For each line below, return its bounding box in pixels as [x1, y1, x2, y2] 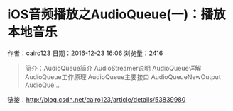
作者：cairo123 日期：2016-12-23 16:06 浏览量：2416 [7, 49, 163, 57]
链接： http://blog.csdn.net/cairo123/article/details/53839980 [7, 95, 186, 103]
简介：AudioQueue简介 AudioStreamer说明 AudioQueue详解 [24, 64, 202, 72]
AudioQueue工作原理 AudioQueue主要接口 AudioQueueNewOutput [24, 72, 222, 81]
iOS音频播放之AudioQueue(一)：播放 [7, 6, 226, 23]
